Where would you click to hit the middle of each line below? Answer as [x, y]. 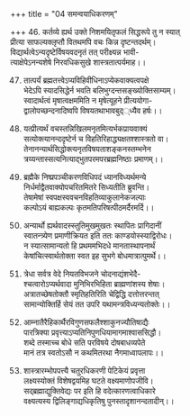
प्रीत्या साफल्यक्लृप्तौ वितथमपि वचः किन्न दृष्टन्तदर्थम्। [83, 42]
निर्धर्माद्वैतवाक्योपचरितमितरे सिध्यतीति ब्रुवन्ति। [86, 187]
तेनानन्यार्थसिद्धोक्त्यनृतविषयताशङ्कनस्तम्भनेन [87, 149]
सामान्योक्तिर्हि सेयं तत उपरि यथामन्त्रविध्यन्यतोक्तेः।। [97, 304]
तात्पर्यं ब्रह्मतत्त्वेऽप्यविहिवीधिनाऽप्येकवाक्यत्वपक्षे [86, 80]
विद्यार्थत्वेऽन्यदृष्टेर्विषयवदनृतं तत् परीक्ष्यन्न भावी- [75, 52]
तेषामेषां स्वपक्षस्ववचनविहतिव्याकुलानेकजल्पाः [85, 197]
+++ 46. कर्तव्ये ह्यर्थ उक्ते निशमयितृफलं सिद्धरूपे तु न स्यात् [95, 32]
